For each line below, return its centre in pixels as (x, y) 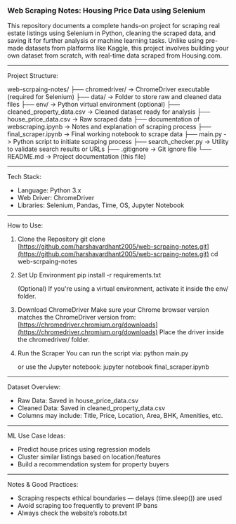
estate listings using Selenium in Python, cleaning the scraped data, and (112, 33)
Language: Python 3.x (49, 190)
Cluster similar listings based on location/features (89, 457)
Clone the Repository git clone (61, 239)
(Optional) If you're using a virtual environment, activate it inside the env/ (123, 289)
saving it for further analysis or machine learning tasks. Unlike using (106, 41)
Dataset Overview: (34, 387)
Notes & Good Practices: (43, 485)
